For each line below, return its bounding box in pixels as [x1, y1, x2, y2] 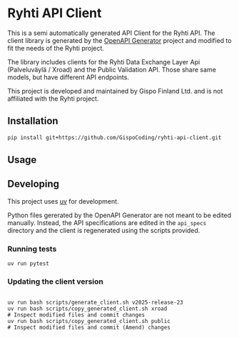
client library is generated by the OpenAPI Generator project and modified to [7, 36, 232, 44]
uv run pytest [7, 260, 50, 267]
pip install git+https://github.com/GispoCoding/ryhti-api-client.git [7, 134, 222, 141]
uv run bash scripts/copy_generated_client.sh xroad [7, 305, 168, 312]
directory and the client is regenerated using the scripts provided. [7, 226, 200, 234]
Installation [7, 115, 59, 127]
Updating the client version [7, 277, 103, 287]
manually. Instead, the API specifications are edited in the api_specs [7, 218, 207, 227]
